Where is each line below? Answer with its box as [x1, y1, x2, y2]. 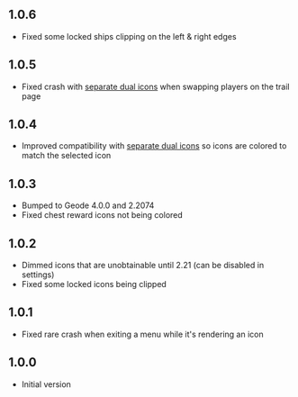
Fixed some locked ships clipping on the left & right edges [21, 31, 237, 41]
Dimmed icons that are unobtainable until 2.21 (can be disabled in [21, 260, 265, 271]
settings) [21, 269, 55, 280]
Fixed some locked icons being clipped [21, 279, 167, 290]
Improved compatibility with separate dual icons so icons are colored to [21, 140, 287, 151]
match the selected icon [21, 150, 112, 161]
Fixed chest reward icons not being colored [21, 210, 184, 221]
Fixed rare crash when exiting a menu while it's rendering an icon [21, 329, 264, 339]
